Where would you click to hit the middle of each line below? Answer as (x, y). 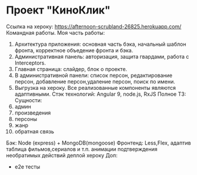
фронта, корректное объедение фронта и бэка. (74, 50)
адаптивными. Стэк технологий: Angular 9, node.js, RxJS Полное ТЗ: (100, 94)
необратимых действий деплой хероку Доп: (62, 155)
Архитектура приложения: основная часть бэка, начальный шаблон (100, 44)
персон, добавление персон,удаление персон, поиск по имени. (95, 81)
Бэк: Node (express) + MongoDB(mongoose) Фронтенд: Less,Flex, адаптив (98, 143)
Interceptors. (30, 63)
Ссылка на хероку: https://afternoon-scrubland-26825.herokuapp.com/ (94, 26)
